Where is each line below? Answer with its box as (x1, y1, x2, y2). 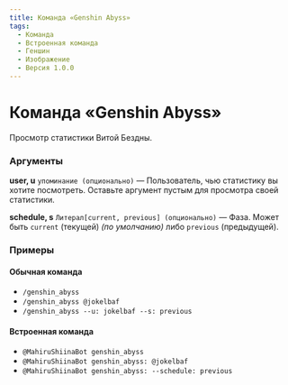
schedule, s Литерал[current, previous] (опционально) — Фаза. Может (9, 212, 280, 223)
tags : (9, 22, 30, 31)
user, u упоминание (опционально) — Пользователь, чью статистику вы (9, 175, 279, 186)
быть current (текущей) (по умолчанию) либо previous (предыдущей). (9, 222, 279, 233)
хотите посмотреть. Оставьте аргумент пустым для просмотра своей (9, 185, 279, 196)
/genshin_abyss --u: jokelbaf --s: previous (22, 307, 193, 316)
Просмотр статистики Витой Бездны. (9, 132, 153, 142)
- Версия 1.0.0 (17, 64, 75, 73)
